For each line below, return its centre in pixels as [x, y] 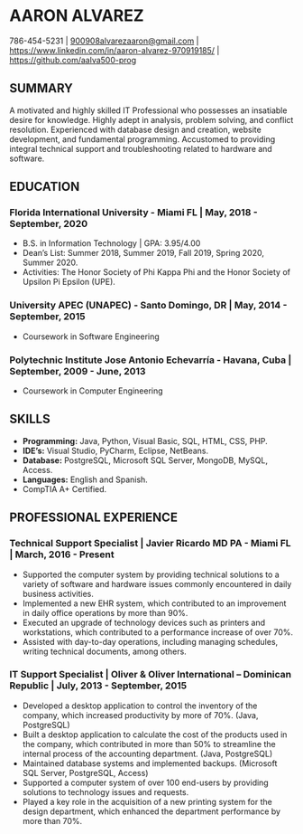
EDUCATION [45, 187]
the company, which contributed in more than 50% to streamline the [149, 744]
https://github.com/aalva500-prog [73, 60]
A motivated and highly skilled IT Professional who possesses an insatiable [148, 110]
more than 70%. [52, 820]
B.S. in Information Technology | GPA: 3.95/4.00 [111, 243]
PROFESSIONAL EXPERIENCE [94, 518]
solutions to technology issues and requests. [106, 791]
